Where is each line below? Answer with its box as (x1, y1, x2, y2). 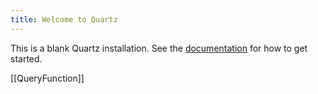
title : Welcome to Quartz (10, 14, 118, 25)
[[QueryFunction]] (10, 72, 85, 84)
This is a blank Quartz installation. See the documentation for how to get (10, 42, 308, 54)
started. (10, 52, 43, 65)
